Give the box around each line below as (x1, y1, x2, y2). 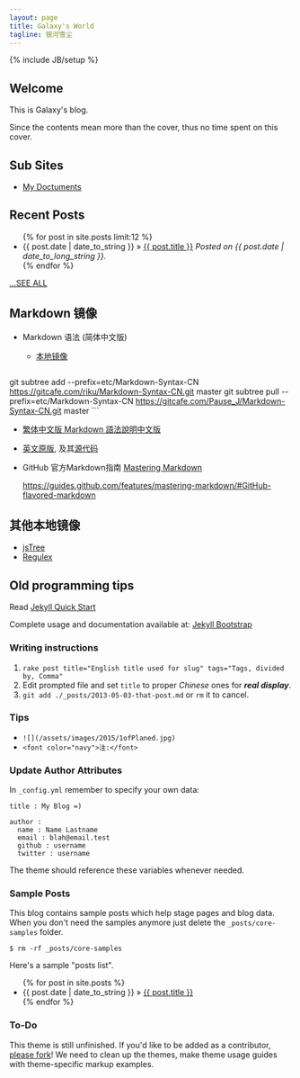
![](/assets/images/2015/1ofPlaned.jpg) (22, 733, 176, 742)
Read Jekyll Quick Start (9, 602, 96, 613)
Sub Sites (9, 157, 65, 173)
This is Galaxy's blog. (9, 104, 89, 115)
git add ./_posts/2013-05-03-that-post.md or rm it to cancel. (22, 689, 250, 700)
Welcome (9, 80, 64, 95)
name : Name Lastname (17, 825, 99, 835)
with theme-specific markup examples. (9, 1058, 154, 1069)
